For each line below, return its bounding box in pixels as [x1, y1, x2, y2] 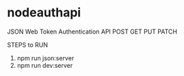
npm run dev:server [16, 61, 73, 69]
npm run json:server [16, 53, 75, 62]
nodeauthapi [7, 5, 81, 21]
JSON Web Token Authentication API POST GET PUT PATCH [7, 27, 178, 36]
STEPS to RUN [7, 40, 48, 49]
